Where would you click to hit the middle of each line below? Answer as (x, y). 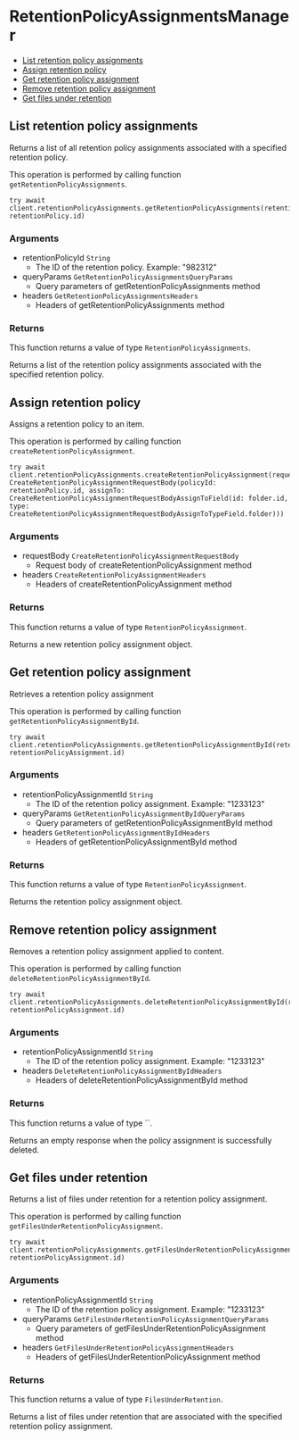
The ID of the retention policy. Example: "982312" (126, 267)
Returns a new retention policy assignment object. (101, 644)
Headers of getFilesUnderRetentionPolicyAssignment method (148, 1357)
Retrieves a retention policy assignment (81, 694)
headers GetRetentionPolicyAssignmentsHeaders (110, 295)
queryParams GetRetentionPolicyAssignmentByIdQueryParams (133, 813)
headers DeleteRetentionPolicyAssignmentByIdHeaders (122, 1071)
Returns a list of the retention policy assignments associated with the (136, 365)
